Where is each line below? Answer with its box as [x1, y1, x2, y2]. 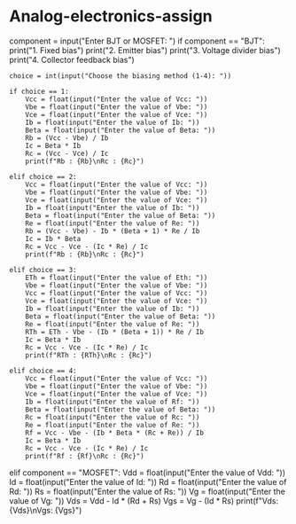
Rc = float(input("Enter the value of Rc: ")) [25, 412, 200, 422]
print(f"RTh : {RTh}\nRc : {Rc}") [25, 350, 152, 360]
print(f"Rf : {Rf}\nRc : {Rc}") [25, 451, 144, 460]
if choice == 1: [9, 87, 69, 96]
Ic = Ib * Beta [25, 234, 82, 243]
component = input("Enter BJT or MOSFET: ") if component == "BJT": [9, 35, 266, 46]
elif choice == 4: [9, 366, 77, 375]
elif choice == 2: [9, 172, 77, 181]
